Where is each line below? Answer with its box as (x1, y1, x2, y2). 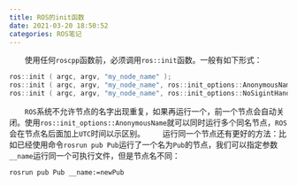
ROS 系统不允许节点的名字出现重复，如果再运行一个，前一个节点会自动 (25, 106, 277, 116)
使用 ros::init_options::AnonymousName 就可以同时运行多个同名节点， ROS (24, 117, 287, 128)
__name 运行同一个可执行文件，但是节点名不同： (9, 151, 180, 160)
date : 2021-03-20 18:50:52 (9, 21, 109, 30)
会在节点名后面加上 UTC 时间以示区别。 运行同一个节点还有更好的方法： (9, 128, 279, 138)
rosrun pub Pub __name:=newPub (9, 168, 125, 177)
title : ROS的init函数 (9, 12, 85, 22)
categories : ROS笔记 (9, 29, 82, 38)
